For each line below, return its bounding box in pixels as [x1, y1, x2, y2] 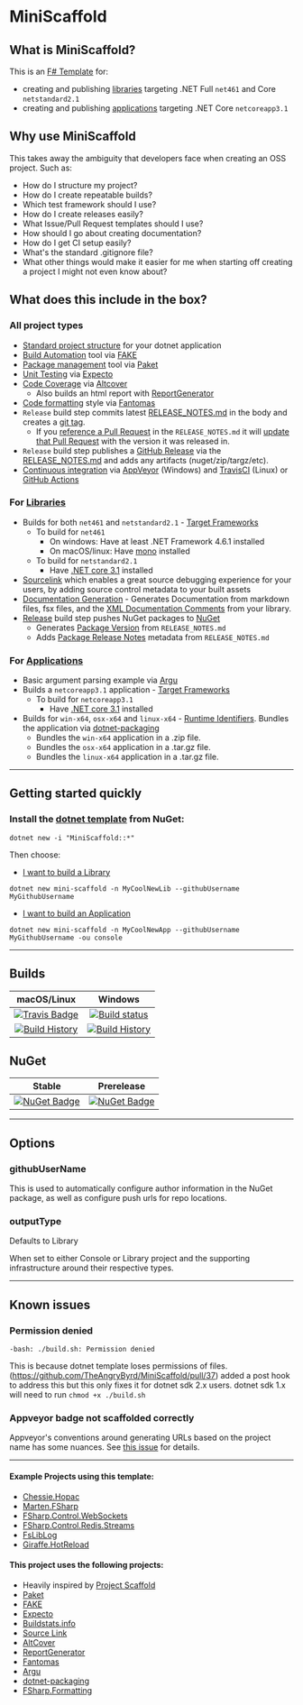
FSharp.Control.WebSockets [22, 1510, 128, 1521]
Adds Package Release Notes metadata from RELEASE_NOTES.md [35, 631, 270, 642]
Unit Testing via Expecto [22, 368, 114, 380]
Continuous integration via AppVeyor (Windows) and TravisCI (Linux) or [22, 464, 289, 475]
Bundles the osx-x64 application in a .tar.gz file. [35, 742, 211, 753]
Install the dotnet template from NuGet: [9, 813, 185, 826]
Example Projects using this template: [9, 1471, 155, 1481]
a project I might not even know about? [22, 266, 168, 277]
